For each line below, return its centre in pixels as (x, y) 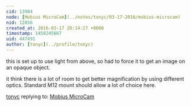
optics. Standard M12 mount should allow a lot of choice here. (81, 85)
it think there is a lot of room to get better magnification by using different (95, 79)
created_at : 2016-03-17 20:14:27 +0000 (55, 28)
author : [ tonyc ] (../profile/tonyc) (50, 45)
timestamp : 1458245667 (34, 34)
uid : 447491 (21, 39)
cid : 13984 (19, 11)
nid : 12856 (19, 22)
